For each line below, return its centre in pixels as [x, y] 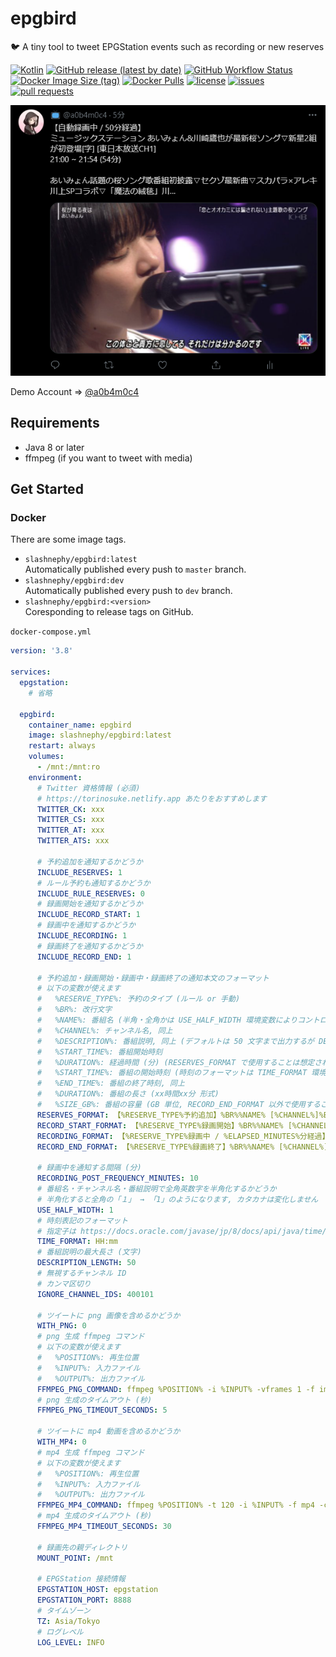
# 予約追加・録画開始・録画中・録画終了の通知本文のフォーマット [153, 978]
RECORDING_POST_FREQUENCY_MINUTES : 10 [117, 1178]
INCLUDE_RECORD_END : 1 [84, 957]
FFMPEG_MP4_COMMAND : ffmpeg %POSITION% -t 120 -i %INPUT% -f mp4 [175, 1505]
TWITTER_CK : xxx [70, 809]
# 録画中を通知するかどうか [86, 925]
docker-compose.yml [51, 632]
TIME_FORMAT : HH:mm [77, 1242]
